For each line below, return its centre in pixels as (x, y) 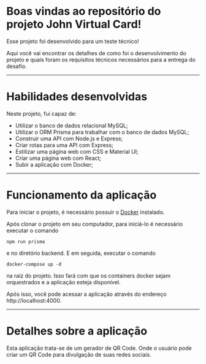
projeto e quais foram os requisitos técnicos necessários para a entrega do (101, 59)
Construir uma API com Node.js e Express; (69, 138)
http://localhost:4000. (34, 300)
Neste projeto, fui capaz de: (41, 113)
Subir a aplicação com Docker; (54, 164)
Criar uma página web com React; (58, 158)
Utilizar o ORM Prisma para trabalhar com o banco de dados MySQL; (102, 132)
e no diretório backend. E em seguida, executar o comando (81, 253)
